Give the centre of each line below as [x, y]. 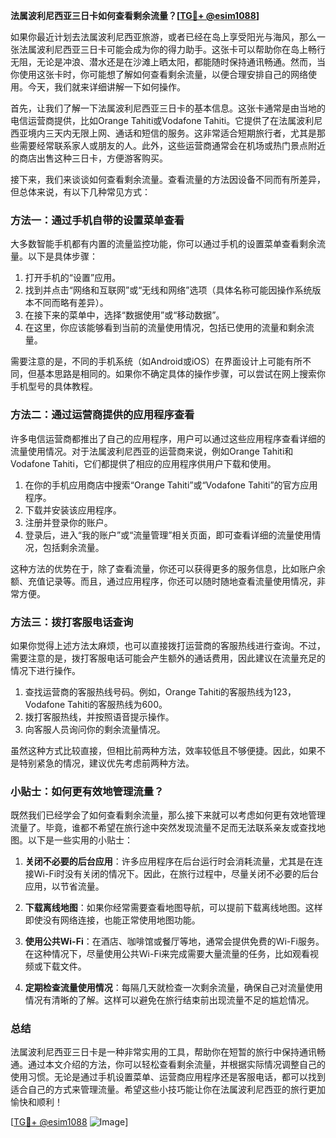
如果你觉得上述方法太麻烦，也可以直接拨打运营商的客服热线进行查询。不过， [168, 645]
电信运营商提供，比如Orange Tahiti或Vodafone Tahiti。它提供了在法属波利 [162, 120]
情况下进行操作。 [45, 670]
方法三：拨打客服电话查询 [72, 622]
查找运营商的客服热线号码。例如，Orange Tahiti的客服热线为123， [160, 691]
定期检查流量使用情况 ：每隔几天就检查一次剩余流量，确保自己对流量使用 [173, 988]
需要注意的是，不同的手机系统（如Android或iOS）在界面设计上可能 [147, 361]
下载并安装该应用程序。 [73, 510]
